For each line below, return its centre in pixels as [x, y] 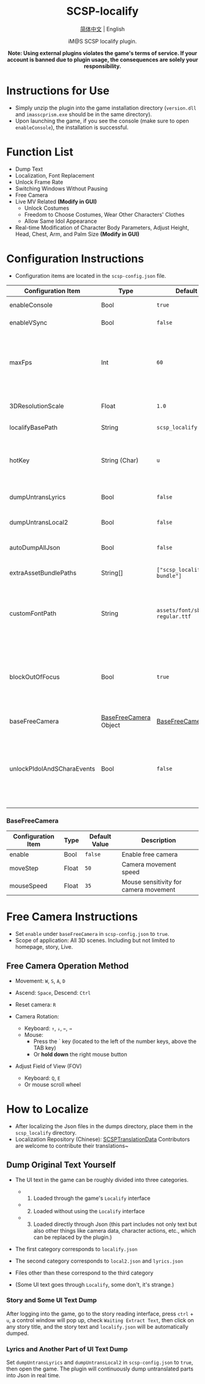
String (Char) [120, 460]
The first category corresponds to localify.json [76, 1249]
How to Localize [48, 1109]
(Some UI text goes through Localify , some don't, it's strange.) [95, 1284]
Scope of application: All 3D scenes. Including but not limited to [95, 940]
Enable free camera [150, 855]
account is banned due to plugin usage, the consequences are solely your [103, 59]
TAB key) [45, 1047]
